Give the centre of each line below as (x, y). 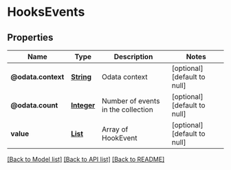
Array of (115, 129)
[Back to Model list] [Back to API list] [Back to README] (86, 159)
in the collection (128, 109)
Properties (30, 38)
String (81, 77)
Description (133, 57)
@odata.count (34, 105)
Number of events (131, 101)
